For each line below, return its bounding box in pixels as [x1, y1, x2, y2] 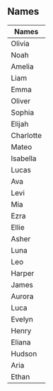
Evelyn [11, 314, 34, 324]
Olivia [11, 38, 30, 48]
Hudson [11, 349, 37, 358]
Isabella [11, 153, 37, 163]
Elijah [11, 119, 29, 129]
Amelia [11, 62, 34, 71]
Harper [11, 268, 35, 278]
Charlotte [11, 130, 42, 140]
